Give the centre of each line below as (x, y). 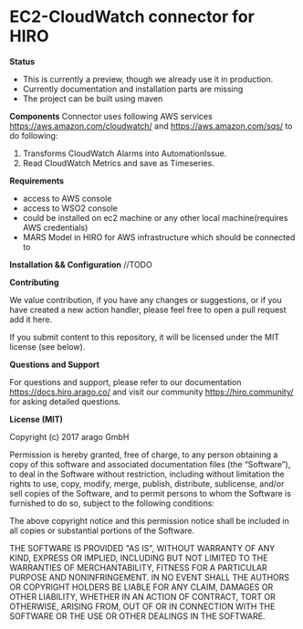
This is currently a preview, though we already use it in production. (148, 79)
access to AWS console (67, 198)
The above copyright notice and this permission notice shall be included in (149, 520)
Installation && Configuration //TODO (81, 264)
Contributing (34, 282)
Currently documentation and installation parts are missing (133, 89)
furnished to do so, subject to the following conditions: (112, 503)
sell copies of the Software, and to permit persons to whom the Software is (151, 493)
